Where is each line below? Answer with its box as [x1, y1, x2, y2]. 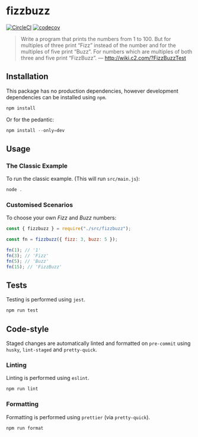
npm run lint [6, 386, 39, 392]
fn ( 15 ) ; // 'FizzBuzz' [6, 263, 62, 270]
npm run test [6, 307, 39, 313]
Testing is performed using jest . [6, 296, 86, 303]
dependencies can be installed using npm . [6, 93, 107, 100]
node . [6, 187, 23, 193]
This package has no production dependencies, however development [6, 87, 179, 95]
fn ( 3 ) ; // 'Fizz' [6, 253, 49, 259]
